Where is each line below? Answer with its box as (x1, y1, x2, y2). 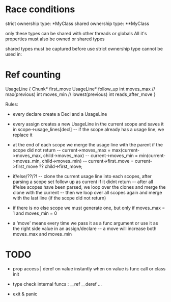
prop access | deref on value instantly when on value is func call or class (12, 265, 166, 271)
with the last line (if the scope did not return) (12, 195, 106, 201)
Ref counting (5, 69, 61, 81)
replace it (12, 132, 33, 138)
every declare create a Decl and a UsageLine (12, 111, 107, 117)
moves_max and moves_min (12, 231, 72, 237)
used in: (5, 51, 22, 57)
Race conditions (5, 4, 75, 15)
